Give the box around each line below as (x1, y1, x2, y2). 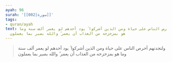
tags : (5, 17, 17, 22)
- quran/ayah (5, 21, 33, 27)
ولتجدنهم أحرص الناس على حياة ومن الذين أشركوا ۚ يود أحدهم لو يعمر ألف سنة (17, 45, 165, 51)
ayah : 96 (5, 7, 24, 13)
